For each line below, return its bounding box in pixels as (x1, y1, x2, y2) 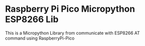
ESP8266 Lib (5, 14, 59, 25)
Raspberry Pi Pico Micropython (5, 3, 135, 15)
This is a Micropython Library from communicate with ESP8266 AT (5, 30, 140, 36)
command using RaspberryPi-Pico (5, 35, 75, 41)
